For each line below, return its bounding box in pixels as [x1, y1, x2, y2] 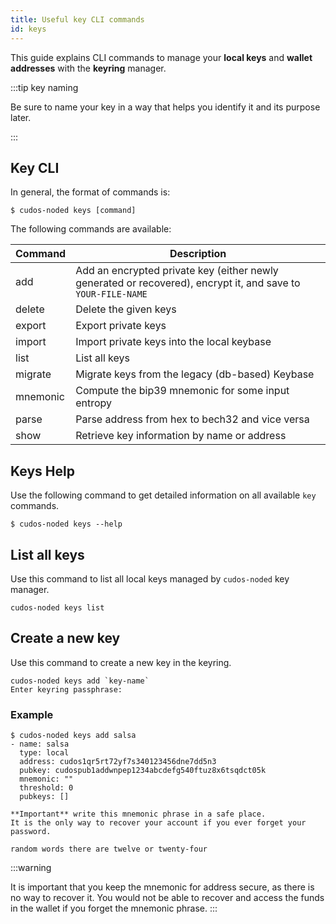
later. [10, 111, 32, 123]
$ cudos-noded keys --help [10, 519, 123, 530]
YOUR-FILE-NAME [75, 289, 148, 300]
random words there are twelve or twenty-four [10, 844, 208, 855]
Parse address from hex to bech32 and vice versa [75, 412, 310, 426]
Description [169, 247, 227, 261]
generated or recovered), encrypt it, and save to [75, 276, 301, 290]
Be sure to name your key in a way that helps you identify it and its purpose [10, 101, 321, 113]
